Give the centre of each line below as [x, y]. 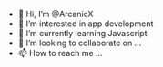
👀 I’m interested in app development [86, 24]
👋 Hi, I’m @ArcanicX [56, 14]
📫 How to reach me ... [60, 53]
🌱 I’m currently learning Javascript [82, 33]
